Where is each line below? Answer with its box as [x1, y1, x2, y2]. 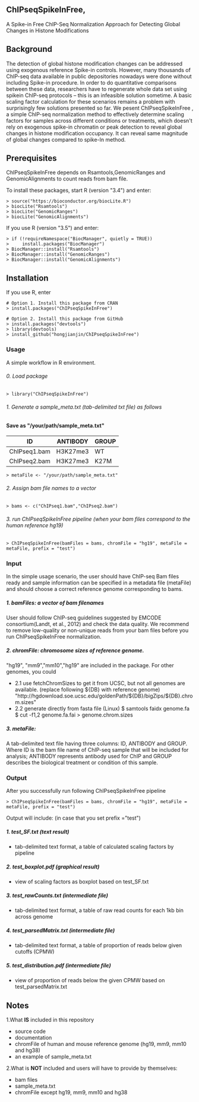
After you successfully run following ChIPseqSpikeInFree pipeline [6, 787, 166, 795]
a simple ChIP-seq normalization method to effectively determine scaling [6, 110, 184, 118]
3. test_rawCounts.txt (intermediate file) [6, 892, 109, 899]
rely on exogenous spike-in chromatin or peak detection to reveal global [6, 123, 182, 130]
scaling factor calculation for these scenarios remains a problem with [6, 98, 175, 105]
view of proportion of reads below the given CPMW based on [14, 977, 165, 984]
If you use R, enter [6, 289, 52, 296]
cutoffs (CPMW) [14, 948, 55, 955]
